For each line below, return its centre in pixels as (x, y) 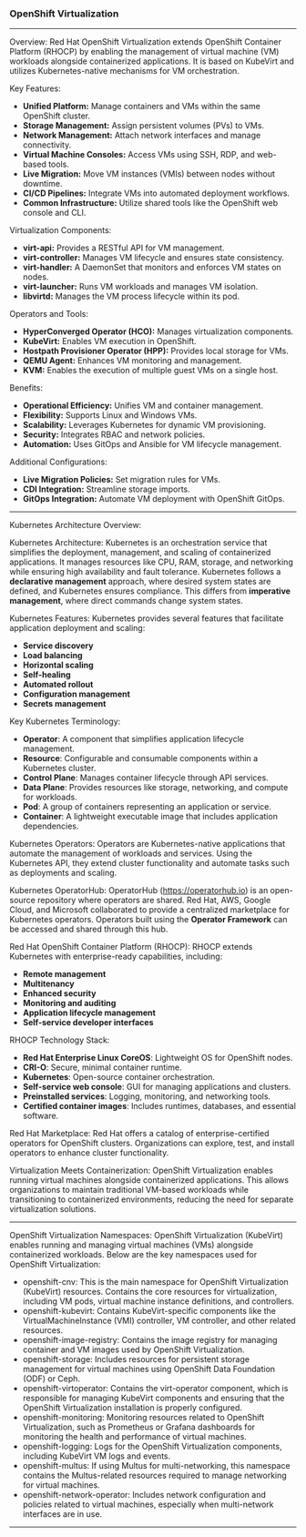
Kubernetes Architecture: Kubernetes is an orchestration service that (138, 543)
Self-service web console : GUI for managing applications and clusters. (157, 1087)
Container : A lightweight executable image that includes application (150, 817)
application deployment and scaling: (77, 628)
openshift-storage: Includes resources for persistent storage (136, 1359)
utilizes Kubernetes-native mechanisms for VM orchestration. (124, 71)
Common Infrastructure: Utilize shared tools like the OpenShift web (150, 203)
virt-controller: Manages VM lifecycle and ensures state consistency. (153, 258)
